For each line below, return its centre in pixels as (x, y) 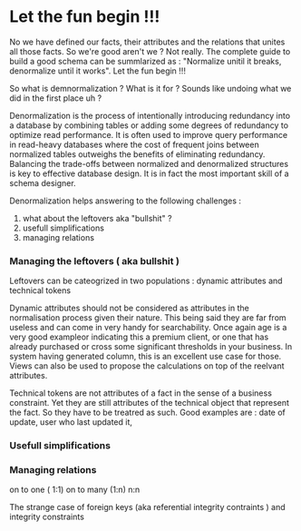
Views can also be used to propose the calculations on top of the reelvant (147, 366)
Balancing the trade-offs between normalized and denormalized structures (149, 163)
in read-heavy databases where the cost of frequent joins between (135, 144)
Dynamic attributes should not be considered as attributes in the (129, 308)
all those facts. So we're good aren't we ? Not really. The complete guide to (150, 51)
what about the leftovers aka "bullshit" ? (97, 218)
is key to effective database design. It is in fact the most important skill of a (149, 173)
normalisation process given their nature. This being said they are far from (148, 318)
